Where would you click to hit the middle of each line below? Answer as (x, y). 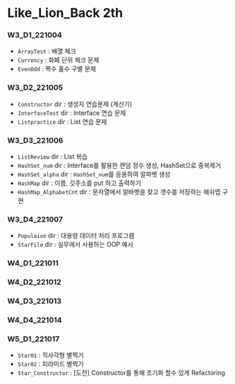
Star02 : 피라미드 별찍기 (50, 364)
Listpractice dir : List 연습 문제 (62, 121)
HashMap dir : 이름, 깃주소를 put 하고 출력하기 (79, 183)
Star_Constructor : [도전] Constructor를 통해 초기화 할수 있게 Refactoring (121, 373)
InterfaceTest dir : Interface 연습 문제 (72, 113)
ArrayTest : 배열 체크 (47, 52)
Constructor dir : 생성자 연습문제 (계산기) (75, 104)
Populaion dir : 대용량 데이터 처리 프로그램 (76, 236)
